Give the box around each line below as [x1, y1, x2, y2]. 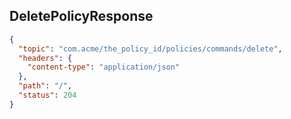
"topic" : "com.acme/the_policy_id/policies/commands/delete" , [18, 44, 283, 54]
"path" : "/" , [18, 81, 73, 91]
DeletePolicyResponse [9, 8, 154, 25]
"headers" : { [18, 53, 73, 63]
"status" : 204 [18, 90, 77, 101]
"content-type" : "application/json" [27, 62, 181, 73]
